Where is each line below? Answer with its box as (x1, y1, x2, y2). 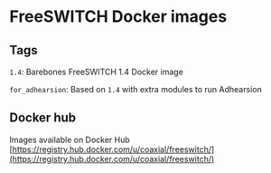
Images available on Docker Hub (9, 134, 131, 145)
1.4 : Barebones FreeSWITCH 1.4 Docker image (9, 66, 183, 77)
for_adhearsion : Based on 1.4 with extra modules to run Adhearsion (9, 84, 262, 94)
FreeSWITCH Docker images (9, 6, 228, 27)
